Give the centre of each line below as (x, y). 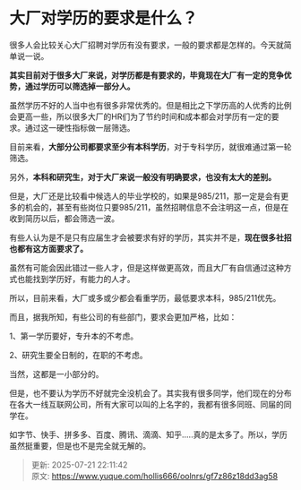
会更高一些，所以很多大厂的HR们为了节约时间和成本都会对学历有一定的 (140, 116)
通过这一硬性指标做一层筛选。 (80, 127)
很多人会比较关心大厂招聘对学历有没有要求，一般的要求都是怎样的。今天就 (146, 45)
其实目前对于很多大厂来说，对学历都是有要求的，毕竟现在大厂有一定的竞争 (146, 75)
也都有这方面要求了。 (48, 248)
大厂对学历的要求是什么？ (104, 18)
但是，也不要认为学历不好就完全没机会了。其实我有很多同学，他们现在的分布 (150, 393)
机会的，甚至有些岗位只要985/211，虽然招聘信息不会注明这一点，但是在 (157, 207)
